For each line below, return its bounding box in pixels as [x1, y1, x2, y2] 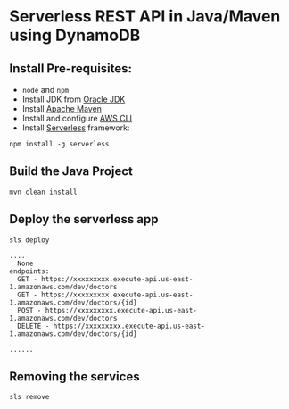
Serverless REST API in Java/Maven [9, 6, 281, 27]
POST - [17, 305, 42, 314]
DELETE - [17, 321, 50, 330]
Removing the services [9, 369, 140, 385]
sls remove [9, 393, 50, 402]
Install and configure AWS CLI [21, 113, 132, 123]
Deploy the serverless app [9, 212, 159, 227]
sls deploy [9, 235, 50, 245]
